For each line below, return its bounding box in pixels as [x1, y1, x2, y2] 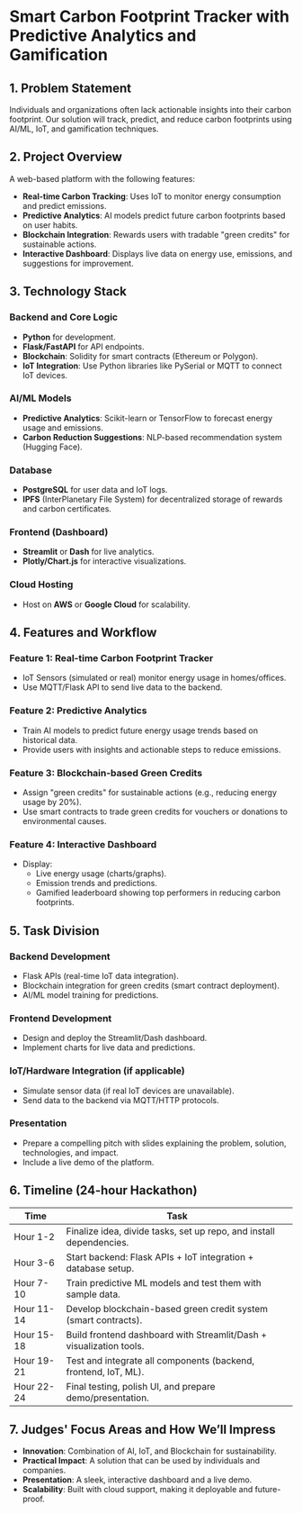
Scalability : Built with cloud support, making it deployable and [22, 1484, 253, 1495]
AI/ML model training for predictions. [22, 989, 159, 1001]
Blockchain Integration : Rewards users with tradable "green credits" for [22, 229, 290, 240]
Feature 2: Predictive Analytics [9, 704, 147, 717]
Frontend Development [9, 1011, 112, 1024]
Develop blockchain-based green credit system [66, 1302, 268, 1315]
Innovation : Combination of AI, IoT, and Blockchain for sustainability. [22, 1445, 277, 1456]
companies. [22, 1465, 67, 1476]
